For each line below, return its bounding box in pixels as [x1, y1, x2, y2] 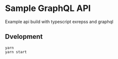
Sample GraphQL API [5, 3, 91, 14]
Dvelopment [5, 33, 43, 41]
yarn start [5, 49, 27, 54]
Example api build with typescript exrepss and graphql [5, 19, 114, 24]
